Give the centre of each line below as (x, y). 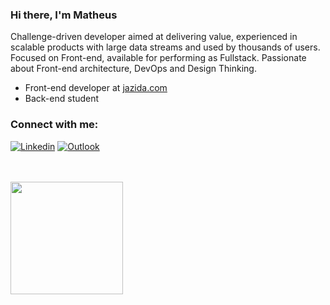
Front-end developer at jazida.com (96, 88)
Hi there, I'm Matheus (64, 15)
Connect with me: (54, 125)
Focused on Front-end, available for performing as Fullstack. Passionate (158, 58)
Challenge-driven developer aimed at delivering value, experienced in (154, 37)
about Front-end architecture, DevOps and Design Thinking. (133, 69)
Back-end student (62, 99)
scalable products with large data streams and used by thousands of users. (165, 47)
